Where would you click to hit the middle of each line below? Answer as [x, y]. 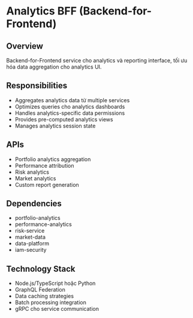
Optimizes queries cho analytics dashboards [70, 106]
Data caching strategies [44, 296]
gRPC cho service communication [57, 309]
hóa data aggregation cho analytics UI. [54, 67]
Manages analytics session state [55, 126]
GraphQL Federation [40, 290]
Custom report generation [47, 185]
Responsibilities [37, 86]
